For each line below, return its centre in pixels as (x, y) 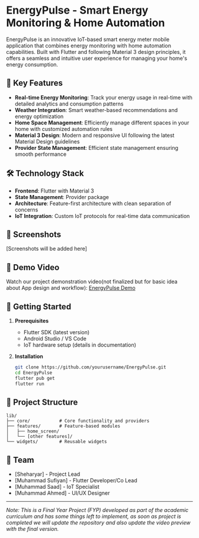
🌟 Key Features (35, 83)
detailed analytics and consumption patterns (69, 104)
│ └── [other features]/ (39, 437)
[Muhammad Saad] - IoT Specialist (57, 487)
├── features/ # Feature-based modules (63, 426)
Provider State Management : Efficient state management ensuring (97, 148)
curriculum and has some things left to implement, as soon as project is (94, 517)
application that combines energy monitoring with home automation (89, 46)
